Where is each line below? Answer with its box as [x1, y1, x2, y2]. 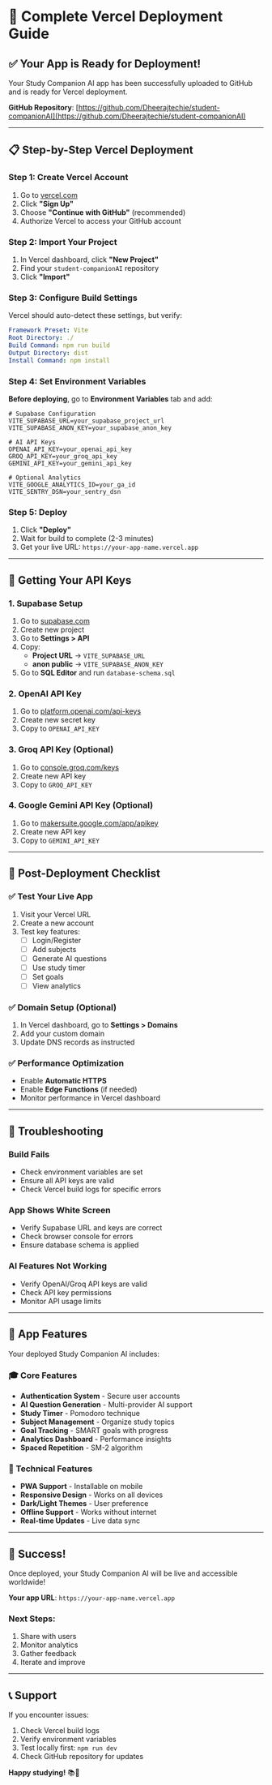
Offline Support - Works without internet [19, 1508, 157, 1517]
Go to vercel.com [19, 190, 79, 200]
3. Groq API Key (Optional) [8, 744, 114, 755]
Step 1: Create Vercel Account [8, 172, 129, 183]
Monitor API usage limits [19, 1296, 102, 1306]
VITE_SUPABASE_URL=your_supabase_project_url [8, 417, 164, 425]
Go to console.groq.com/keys [19, 762, 120, 772]
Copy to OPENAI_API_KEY [19, 723, 100, 733]
